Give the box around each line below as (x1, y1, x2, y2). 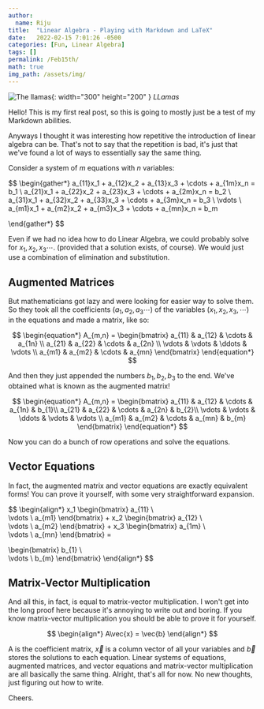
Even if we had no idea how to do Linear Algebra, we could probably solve (8, 234, 250, 243)
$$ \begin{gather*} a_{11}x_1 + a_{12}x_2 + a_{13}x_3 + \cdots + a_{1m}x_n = (8, 178, 256, 188)
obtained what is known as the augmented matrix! (8, 381, 171, 391)
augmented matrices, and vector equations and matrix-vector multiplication (8, 661, 254, 671)
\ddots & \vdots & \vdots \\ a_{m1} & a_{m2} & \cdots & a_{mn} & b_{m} (18, 413, 247, 422)
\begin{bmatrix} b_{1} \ (8, 545, 83, 554)
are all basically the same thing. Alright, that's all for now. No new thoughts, (8, 670, 253, 679)
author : (8, 11, 34, 20)
